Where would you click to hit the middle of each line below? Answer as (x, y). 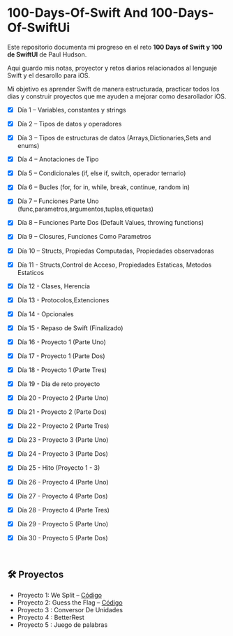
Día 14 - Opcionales (46, 314)
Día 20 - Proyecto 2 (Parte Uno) (63, 398)
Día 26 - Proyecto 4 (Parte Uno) (63, 482)
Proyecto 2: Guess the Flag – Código (70, 602)
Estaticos (30, 272)
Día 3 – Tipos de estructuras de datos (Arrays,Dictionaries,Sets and (114, 138)
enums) (28, 146)
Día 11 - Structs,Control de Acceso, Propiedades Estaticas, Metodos (114, 265)
